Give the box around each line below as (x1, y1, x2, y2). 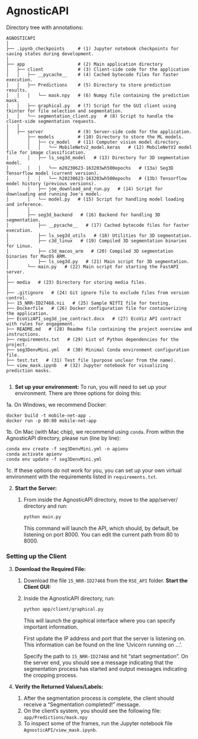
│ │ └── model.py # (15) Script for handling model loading (6, 196, 184, 202)
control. (6, 295, 28, 301)
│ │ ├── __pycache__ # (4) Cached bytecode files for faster (6, 71, 179, 78)
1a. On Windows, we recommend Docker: (6, 401, 107, 408)
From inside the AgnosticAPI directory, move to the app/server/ (23, 496, 178, 503)
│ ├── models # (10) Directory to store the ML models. (6, 134, 184, 140)
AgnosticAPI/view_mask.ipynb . (23, 726, 97, 733)
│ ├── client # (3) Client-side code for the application (6, 66, 190, 72)
